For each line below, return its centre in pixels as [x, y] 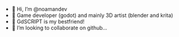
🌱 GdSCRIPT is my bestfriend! [48, 21]
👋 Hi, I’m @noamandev [39, 9]
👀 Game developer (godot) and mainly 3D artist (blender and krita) [92, 15]
